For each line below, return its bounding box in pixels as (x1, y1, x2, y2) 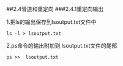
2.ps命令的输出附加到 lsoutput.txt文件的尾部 (6, 42, 117, 49)
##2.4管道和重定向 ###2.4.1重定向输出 (6, 5, 104, 12)
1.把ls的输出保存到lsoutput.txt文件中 (6, 18, 97, 26)
